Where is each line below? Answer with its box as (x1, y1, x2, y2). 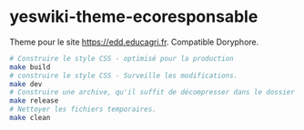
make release (9, 96, 59, 105)
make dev (9, 79, 43, 88)
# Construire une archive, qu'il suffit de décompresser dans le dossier (9, 88, 296, 97)
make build (9, 62, 51, 72)
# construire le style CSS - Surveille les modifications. (9, 71, 238, 80)
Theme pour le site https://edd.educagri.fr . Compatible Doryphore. (9, 36, 259, 47)
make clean (9, 114, 51, 123)
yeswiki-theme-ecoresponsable (9, 6, 258, 27)
